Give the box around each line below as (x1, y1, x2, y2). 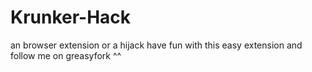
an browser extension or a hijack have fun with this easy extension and (10, 39, 303, 51)
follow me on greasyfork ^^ (10, 49, 122, 61)
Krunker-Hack (10, 6, 132, 29)
